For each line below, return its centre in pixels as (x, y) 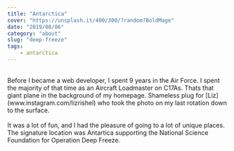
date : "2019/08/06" (36, 27)
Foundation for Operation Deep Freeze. (64, 140)
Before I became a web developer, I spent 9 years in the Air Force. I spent (113, 80)
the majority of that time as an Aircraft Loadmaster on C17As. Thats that (111, 88)
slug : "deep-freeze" (38, 40)
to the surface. (28, 110)
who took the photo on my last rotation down (162, 103)
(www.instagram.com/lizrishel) (52, 103)
